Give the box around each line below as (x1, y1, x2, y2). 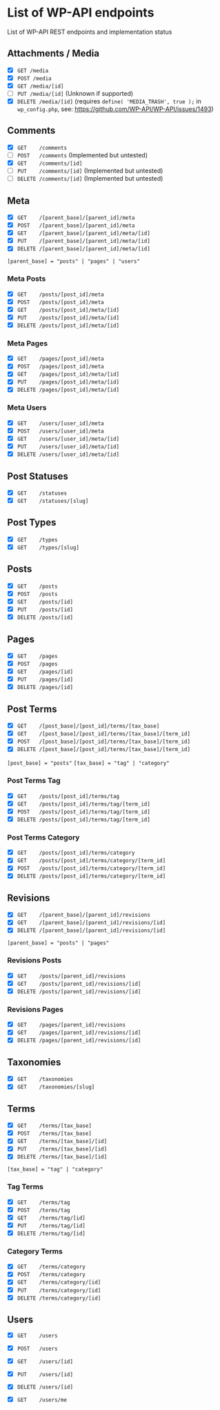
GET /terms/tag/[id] (17, 1214, 86, 1222)
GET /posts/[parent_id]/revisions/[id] (17, 980, 141, 987)
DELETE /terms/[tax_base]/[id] (17, 1153, 108, 1160)
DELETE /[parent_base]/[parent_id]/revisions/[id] (17, 927, 166, 934)
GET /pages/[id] (17, 668, 74, 675)
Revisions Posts (7, 955, 62, 965)
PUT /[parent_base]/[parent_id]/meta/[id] (17, 238, 150, 245)
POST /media (17, 75, 52, 82)
